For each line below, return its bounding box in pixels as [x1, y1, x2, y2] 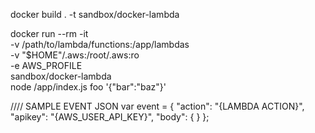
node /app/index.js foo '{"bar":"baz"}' [10, 81, 167, 93]
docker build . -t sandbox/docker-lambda [10, 9, 180, 20]
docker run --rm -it [10, 28, 89, 39]
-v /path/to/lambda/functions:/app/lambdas [10, 39, 190, 50]
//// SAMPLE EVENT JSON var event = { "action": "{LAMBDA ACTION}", [10, 100, 305, 112]
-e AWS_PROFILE [10, 60, 83, 71]
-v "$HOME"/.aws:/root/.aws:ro [10, 49, 140, 61]
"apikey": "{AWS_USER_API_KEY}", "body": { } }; [10, 111, 210, 123]
